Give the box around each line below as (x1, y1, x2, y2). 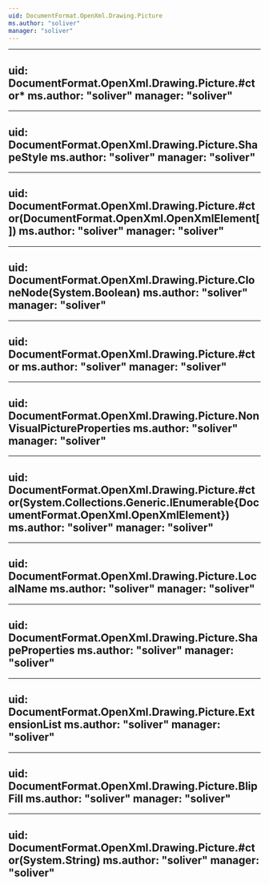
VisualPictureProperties (8, 422, 130, 435)
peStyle (8, 150, 48, 164)
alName (8, 582, 48, 596)
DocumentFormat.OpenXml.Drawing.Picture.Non (8, 409, 260, 422)
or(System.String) (8, 853, 101, 867)
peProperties (8, 644, 75, 657)
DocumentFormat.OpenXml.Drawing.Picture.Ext (8, 705, 255, 719)
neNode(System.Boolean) (8, 286, 141, 300)
